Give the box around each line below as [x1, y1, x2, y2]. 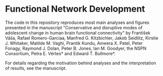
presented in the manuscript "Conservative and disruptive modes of [5, 24, 143, 30]
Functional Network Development [5, 3, 145, 15]
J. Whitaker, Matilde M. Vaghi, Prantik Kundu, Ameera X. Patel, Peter [5, 40, 143, 46]
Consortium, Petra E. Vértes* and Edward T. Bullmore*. [5, 50, 116, 57]
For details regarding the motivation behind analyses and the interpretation [5, 60, 156, 66]
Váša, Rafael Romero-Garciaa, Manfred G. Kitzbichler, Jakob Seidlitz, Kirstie [5, 35, 159, 41]
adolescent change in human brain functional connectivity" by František [5, 30, 151, 36]
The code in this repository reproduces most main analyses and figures [5, 19, 150, 25]
